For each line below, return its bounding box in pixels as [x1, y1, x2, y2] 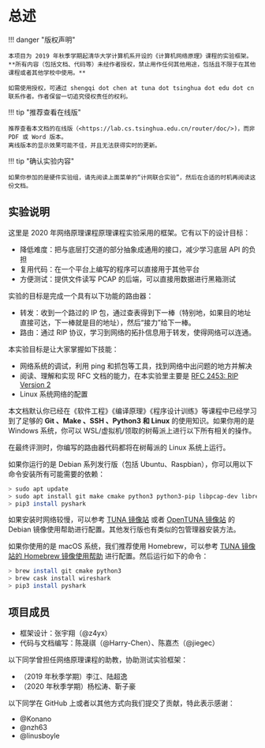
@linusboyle [19, 731, 61, 740]
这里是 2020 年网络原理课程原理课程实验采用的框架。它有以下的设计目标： [8, 227, 251, 237]
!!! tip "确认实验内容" [8, 156, 75, 166]
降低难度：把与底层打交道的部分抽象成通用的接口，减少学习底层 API [19, 244, 241, 254]
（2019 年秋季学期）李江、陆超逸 [19, 671, 128, 681]
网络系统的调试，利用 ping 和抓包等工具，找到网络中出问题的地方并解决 [19, 361, 252, 370]
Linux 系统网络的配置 [19, 389, 88, 399]
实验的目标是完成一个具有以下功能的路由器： [8, 291, 154, 300]
